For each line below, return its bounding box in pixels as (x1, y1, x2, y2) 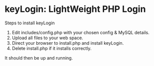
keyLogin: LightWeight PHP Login (4, 3, 146, 15)
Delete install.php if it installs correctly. (11, 45, 92, 51)
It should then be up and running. (4, 55, 73, 61)
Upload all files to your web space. (11, 35, 83, 41)
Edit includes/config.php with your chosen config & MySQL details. (11, 29, 150, 35)
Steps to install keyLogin (4, 20, 55, 26)
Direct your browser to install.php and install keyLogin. (11, 40, 124, 46)
